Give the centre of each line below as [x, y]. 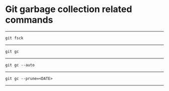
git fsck [14, 38]
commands [29, 20]
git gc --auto [20, 65]
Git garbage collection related [69, 9]
